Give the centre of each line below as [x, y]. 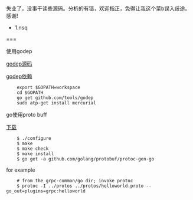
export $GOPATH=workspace [49, 87]
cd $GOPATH [30, 93]
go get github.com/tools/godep [55, 98]
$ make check [33, 149]
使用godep [19, 51]
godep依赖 [19, 76]
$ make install [35, 154]
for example [21, 170]
